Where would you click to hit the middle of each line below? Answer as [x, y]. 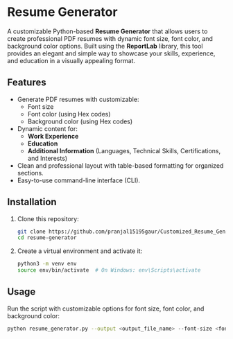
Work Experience [53, 136]
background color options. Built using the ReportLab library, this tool [105, 46]
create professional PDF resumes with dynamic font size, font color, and [110, 38]
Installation [32, 202]
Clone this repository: [48, 218]
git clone [32, 232]
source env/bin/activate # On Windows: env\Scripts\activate [109, 270]
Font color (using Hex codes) [69, 114]
